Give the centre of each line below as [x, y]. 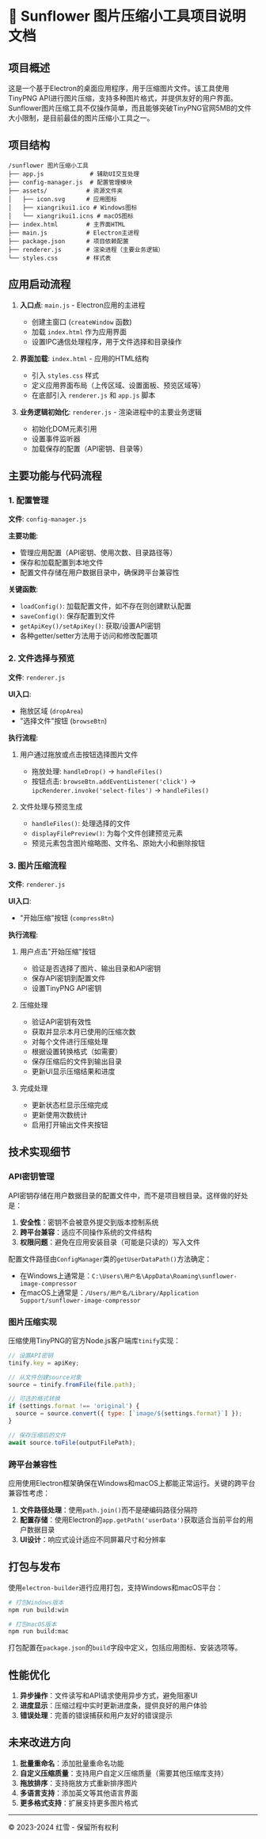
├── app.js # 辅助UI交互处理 [74, 174]
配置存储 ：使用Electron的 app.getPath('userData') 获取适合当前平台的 [133, 1519]
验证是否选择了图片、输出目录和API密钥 [96, 968]
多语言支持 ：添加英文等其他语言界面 [79, 1793]
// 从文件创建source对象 [45, 1377]
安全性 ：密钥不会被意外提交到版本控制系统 [89, 1222]
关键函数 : [23, 589]
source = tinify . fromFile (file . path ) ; [72, 1384]
